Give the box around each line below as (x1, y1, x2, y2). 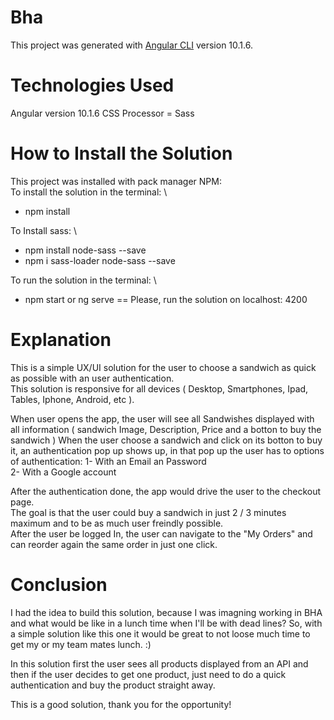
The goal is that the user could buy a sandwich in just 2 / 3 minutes (10, 506, 287, 518)
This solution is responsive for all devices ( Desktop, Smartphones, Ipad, (10, 382, 309, 395)
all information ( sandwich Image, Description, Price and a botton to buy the (10, 423, 322, 435)
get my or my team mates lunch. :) (10, 638, 152, 650)
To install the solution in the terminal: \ (10, 186, 168, 198)
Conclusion (10, 573, 108, 596)
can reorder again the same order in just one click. (10, 538, 218, 550)
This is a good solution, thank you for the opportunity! (10, 698, 232, 710)
